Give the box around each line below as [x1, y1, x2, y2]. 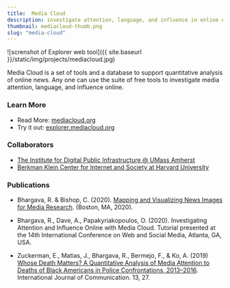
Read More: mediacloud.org [16, 116, 96, 124]
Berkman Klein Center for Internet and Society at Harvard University [16, 163, 209, 171]
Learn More [7, 100, 47, 110]
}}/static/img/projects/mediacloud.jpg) [7, 56, 116, 64]
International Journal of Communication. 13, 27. [16, 274, 151, 282]
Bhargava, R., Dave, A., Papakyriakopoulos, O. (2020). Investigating [16, 217, 207, 225]
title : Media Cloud [7, 10, 66, 17]
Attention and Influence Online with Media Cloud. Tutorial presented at [16, 224, 216, 232]
